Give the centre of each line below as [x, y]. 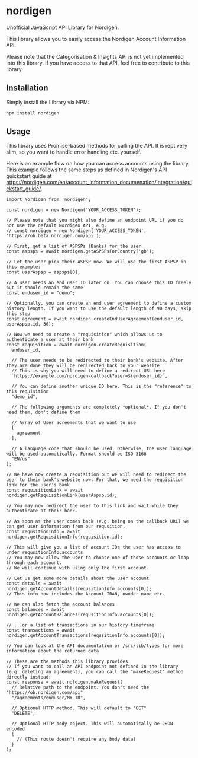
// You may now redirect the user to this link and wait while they [92, 506]
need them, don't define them [43, 413]
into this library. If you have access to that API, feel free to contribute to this [98, 63]
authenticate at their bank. [42, 511]
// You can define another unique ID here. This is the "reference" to [102, 387]
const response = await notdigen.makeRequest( [64, 682]
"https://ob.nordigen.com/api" [45, 693]
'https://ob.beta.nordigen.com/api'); [54, 236]
